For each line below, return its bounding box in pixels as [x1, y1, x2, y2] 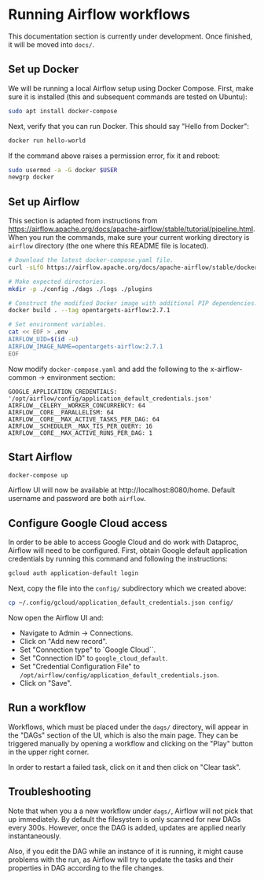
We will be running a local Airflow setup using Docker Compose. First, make [8, 83, 254, 93]
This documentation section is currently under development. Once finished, [8, 31, 253, 41]
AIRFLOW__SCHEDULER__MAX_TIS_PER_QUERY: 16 [8, 422, 153, 430]
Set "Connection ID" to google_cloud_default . [19, 653, 168, 662]
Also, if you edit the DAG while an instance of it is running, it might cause [8, 846, 244, 856]
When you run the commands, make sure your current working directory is [8, 233, 250, 242]
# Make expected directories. [8, 278, 108, 285]
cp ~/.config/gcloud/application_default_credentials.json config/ [8, 599, 234, 607]
